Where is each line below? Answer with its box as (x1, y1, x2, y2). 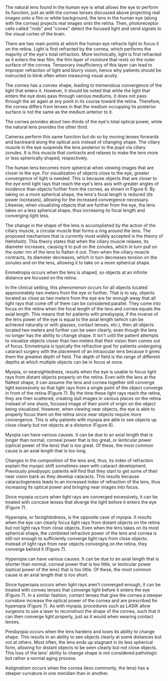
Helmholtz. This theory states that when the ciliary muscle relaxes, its (5, 238, 149, 244)
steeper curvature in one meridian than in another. (5, 670, 109, 676)
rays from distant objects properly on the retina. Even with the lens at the (5, 374, 156, 380)
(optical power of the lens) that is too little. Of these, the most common (5, 567, 151, 572)
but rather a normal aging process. (5, 655, 77, 661)
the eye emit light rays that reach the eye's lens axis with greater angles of (5, 181, 159, 187)
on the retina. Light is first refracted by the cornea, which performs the (5, 46, 151, 52)
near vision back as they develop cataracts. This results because (5, 473, 139, 479)
